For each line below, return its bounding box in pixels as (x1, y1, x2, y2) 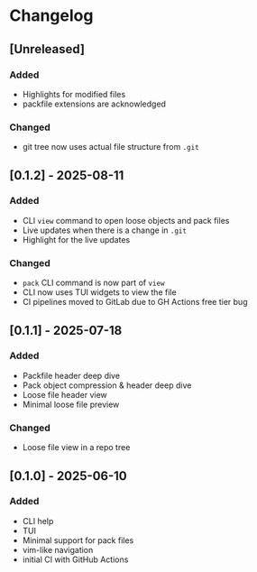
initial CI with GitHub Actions (22, 554, 129, 565)
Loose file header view (22, 389, 108, 400)
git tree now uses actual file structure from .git (22, 142, 200, 152)
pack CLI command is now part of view (22, 277, 165, 289)
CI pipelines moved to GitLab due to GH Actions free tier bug (22, 297, 248, 308)
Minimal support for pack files (22, 534, 134, 546)
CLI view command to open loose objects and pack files (22, 215, 230, 226)
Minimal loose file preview (22, 399, 120, 410)
